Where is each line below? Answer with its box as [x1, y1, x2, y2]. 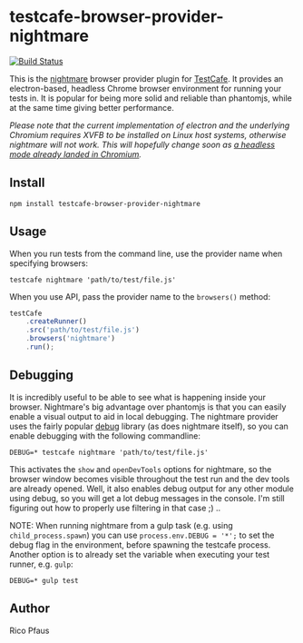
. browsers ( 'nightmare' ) [25, 334, 116, 343]
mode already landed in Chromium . [9, 148, 142, 160]
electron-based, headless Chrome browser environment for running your [9, 83, 282, 94]
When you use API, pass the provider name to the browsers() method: [9, 291, 270, 302]
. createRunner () [25, 317, 88, 326]
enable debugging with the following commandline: [9, 430, 201, 441]
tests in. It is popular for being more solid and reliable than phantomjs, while [9, 93, 293, 104]
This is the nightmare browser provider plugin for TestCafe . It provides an [9, 73, 284, 84]
